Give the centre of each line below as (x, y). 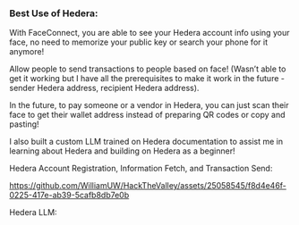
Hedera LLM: (33, 212)
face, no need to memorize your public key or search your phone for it (139, 42)
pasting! (24, 124)
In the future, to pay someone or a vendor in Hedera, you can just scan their (149, 105)
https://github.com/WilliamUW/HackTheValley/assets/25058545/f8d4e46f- (148, 186)
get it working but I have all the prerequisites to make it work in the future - (147, 79)
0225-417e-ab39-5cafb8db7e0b (69, 196)
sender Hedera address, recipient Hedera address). (104, 88)
